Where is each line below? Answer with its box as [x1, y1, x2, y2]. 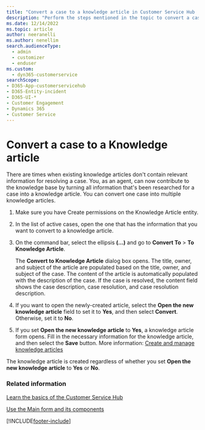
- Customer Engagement [6, 100, 64, 106]
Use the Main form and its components [6, 405, 104, 413]
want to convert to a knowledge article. [15, 227, 114, 234]
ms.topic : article [6, 26, 53, 32]
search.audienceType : [6, 43, 62, 50]
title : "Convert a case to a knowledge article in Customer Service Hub [6, 9, 195, 15]
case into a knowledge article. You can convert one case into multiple [6, 190, 181, 198]
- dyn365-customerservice [12, 72, 78, 78]
